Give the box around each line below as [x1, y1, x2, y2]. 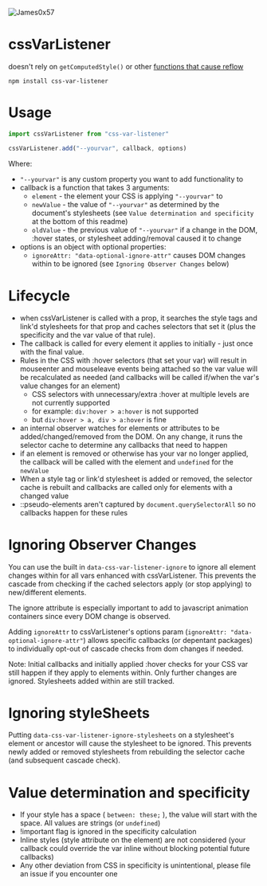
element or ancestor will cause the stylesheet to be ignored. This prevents [8, 739, 253, 748]
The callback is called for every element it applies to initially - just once [19, 339, 253, 348]
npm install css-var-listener [8, 76, 109, 85]
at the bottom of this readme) [31, 216, 128, 226]
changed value [19, 491, 69, 500]
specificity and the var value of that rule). [19, 330, 155, 339]
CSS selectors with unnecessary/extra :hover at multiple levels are [31, 389, 249, 398]
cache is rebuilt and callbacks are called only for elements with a [19, 482, 233, 492]
